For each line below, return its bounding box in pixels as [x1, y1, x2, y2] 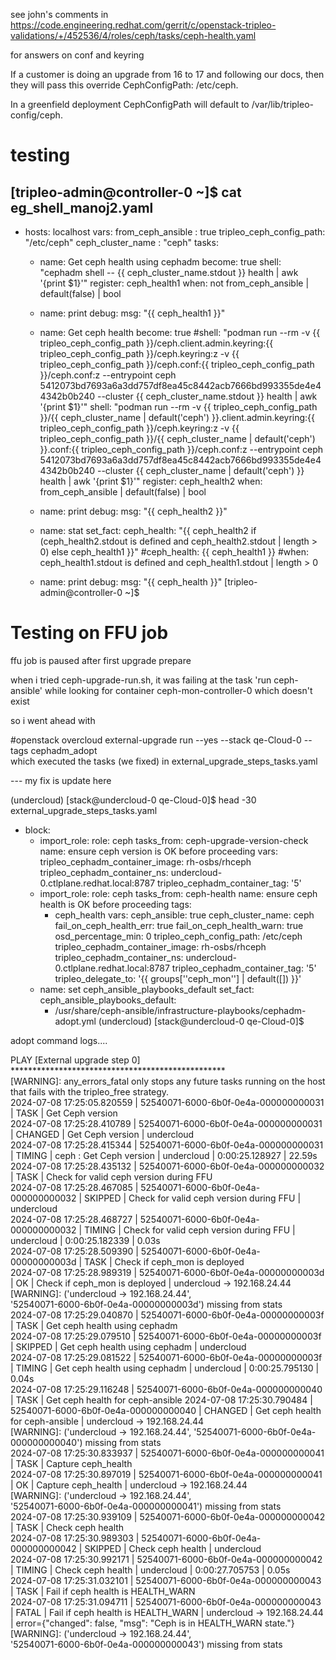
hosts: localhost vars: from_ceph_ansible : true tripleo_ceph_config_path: [24, 226, 326, 238]
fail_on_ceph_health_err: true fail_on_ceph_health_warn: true [54, 919, 304, 931]
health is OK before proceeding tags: [39, 898, 192, 910]
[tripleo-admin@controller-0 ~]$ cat [10, 184, 242, 201]
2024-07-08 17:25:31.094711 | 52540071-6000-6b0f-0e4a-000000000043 [10, 1595, 322, 1608]
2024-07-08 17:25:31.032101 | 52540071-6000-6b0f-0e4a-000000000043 [10, 1574, 322, 1586]
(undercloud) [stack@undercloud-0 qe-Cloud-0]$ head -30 [10, 794, 257, 806]
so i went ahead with [10, 714, 96, 726]
